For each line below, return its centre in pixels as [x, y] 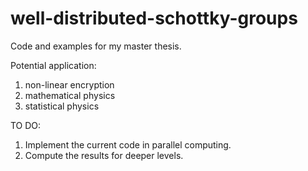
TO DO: [26, 125]
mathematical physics [70, 95]
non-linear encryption [69, 84]
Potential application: [53, 65]
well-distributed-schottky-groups [154, 18]
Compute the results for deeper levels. [104, 155]
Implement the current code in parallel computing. [128, 144]
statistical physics [62, 106]
